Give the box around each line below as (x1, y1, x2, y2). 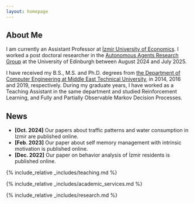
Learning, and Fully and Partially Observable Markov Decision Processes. (6, 94, 183, 101)
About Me (6, 30, 43, 40)
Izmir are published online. (14, 133, 79, 140)
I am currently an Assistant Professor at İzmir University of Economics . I (6, 46, 179, 53)
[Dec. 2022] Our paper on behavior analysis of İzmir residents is (14, 151, 171, 158)
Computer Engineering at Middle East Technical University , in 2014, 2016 (6, 75, 181, 82)
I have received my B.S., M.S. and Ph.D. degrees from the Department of (6, 70, 181, 77)
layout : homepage (6, 8, 49, 15)
